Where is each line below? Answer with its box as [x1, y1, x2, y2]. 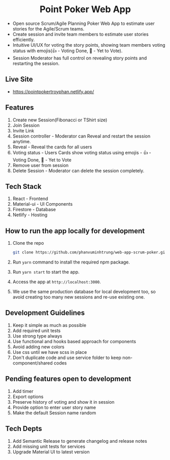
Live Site [5, 75, 33, 84]
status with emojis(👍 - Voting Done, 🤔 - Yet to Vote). [12, 47, 123, 54]
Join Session [12, 122, 40, 128]
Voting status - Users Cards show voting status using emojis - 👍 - [12, 149, 151, 155]
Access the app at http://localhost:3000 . [12, 279, 101, 285]
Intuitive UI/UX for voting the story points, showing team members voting [12, 42, 166, 48]
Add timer [12, 388, 34, 394]
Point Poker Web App [40, 4, 131, 15]
